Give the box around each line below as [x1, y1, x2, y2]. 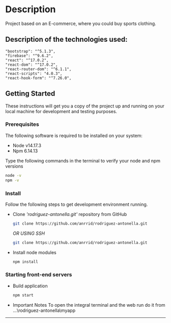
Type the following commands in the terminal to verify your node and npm [5, 157, 160, 164]
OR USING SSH [12, 230, 45, 236]
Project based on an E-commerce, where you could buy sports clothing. [5, 20, 156, 26]
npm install [12, 259, 38, 264]
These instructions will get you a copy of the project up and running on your [5, 103, 164, 109]
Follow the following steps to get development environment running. [5, 201, 148, 207]
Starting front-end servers [5, 271, 72, 278]
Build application [12, 283, 48, 289]
